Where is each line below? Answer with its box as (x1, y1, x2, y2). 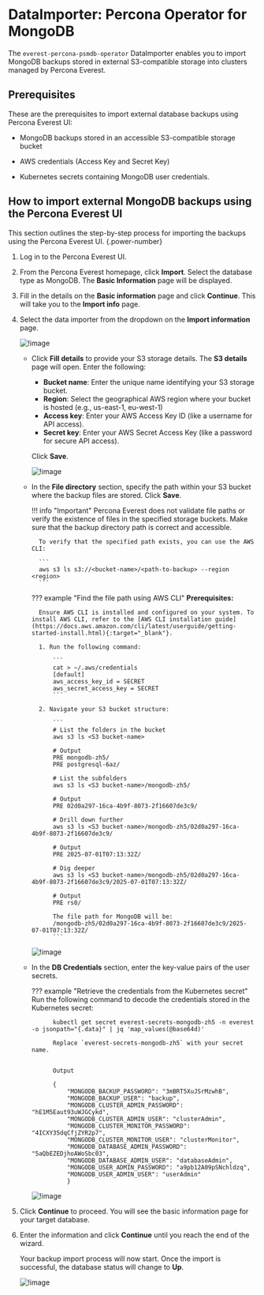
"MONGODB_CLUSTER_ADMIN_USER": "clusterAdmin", (66, 1115, 226, 1123)
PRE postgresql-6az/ (52, 760, 121, 768)
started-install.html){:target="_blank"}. (31, 629, 173, 637)
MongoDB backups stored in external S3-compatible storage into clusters (8, 57, 247, 66)
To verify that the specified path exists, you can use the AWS (38, 537, 255, 546)
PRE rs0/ (52, 898, 81, 906)
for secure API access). (43, 436, 120, 446)
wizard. (19, 1238, 44, 1248)
